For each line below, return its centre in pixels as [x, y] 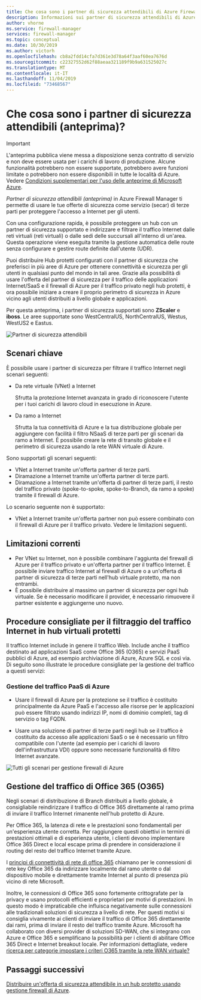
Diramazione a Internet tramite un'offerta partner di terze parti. [92, 476]
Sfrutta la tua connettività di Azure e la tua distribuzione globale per [98, 427]
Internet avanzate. [37, 756]
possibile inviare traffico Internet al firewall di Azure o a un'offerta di [98, 571]
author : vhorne [25, 23]
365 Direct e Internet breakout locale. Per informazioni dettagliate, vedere [97, 944]
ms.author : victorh [31, 51]
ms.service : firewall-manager [44, 29]
